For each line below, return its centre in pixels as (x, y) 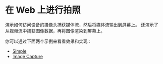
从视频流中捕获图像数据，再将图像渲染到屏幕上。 (55, 31)
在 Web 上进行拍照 (43, 10)
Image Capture (27, 56)
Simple (19, 51)
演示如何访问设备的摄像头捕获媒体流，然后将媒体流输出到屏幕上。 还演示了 (82, 25)
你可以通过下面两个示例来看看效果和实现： (49, 41)
